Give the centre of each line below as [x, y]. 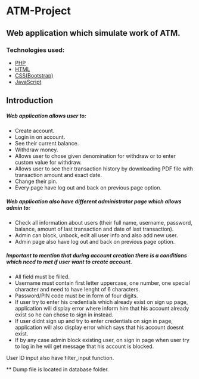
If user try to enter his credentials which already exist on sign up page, [101, 302]
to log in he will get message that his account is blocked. [84, 346]
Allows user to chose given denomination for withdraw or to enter [95, 156]
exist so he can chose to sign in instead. [64, 315]
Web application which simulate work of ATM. [93, 33]
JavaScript [28, 82]
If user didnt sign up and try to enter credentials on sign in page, [94, 321]
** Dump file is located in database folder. [57, 369]
